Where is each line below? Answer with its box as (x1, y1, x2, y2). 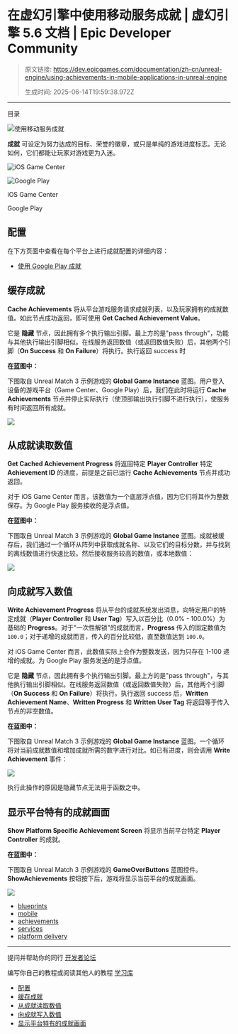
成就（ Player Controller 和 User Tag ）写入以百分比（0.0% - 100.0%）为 (13, 615, 225, 623)
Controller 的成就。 (7, 835, 65, 844)
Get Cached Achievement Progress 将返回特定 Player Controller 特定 (7, 460, 212, 468)
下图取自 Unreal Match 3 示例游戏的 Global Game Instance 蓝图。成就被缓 (7, 532, 225, 540)
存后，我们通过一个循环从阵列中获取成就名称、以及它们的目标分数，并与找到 (7, 540, 231, 549)
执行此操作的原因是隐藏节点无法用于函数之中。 (7, 783, 144, 792)
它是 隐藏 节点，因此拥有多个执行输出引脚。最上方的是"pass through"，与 (7, 672, 223, 680)
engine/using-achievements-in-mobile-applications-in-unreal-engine (24, 72, 227, 81)
